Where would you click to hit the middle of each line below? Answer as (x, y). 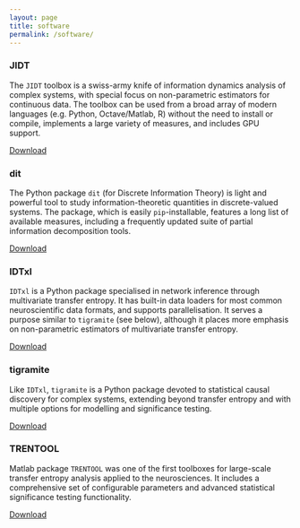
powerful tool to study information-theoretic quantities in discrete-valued (144, 202)
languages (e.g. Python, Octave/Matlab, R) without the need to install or (141, 114)
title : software (39, 26)
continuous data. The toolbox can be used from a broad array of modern (143, 104)
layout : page (34, 17)
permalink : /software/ (51, 34)
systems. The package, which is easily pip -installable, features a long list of (149, 212)
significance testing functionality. (70, 497)
